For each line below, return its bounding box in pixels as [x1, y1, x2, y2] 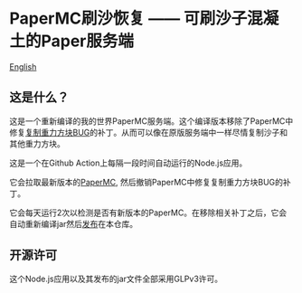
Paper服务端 [41, 31, 134, 52]
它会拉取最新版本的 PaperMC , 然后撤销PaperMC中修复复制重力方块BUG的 [9, 176, 283, 187]
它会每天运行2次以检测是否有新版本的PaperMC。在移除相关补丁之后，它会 [9, 207, 288, 218]
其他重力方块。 [9, 137, 65, 149]
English [9, 61, 37, 72]
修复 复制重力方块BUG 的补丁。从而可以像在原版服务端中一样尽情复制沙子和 [9, 127, 288, 137]
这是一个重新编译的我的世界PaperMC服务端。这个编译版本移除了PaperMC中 [9, 115, 294, 127]
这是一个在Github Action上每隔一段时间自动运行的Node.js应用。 [9, 157, 248, 168]
